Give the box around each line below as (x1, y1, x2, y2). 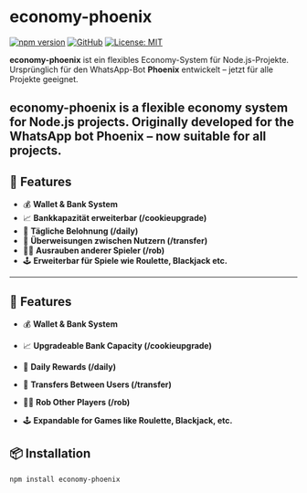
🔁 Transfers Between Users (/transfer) (22, 379, 172, 390)
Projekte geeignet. (9, 73, 79, 84)
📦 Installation (9, 446, 91, 462)
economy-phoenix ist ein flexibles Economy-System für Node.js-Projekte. (9, 54, 290, 65)
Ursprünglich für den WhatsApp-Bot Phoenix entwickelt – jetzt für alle (9, 64, 274, 75)
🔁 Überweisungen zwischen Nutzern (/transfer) (22, 236, 208, 246)
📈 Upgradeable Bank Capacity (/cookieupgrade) (22, 340, 213, 351)
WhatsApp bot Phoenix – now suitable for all (9, 129, 267, 144)
